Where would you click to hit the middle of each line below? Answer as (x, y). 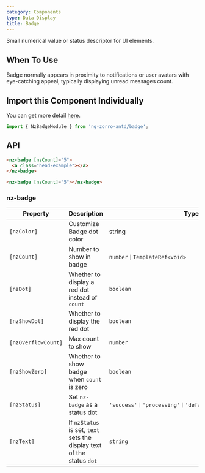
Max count (84, 339)
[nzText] (22, 441)
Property (36, 214)
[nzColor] (23, 232)
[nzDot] (20, 289)
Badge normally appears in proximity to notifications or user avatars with (98, 75)
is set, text (84, 430)
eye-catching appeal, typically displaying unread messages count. (90, 81)
